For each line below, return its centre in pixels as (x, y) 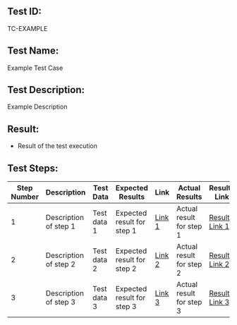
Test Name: (33, 51)
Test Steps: (33, 168)
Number (25, 197)
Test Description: (46, 90)
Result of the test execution (57, 146)
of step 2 (61, 264)
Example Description (37, 107)
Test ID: (25, 12)
